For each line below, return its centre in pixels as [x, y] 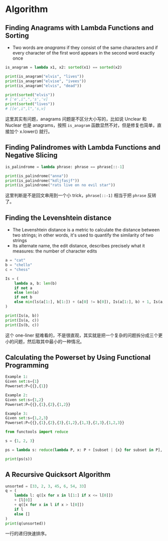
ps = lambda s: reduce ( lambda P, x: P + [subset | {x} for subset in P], [84, 450]
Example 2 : [17, 395]
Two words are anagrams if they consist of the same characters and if [85, 48]
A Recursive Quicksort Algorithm [58, 475]
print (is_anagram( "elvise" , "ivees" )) [46, 81]
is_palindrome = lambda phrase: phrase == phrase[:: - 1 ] [65, 167]
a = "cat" [16, 260]
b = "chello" [19, 265]
